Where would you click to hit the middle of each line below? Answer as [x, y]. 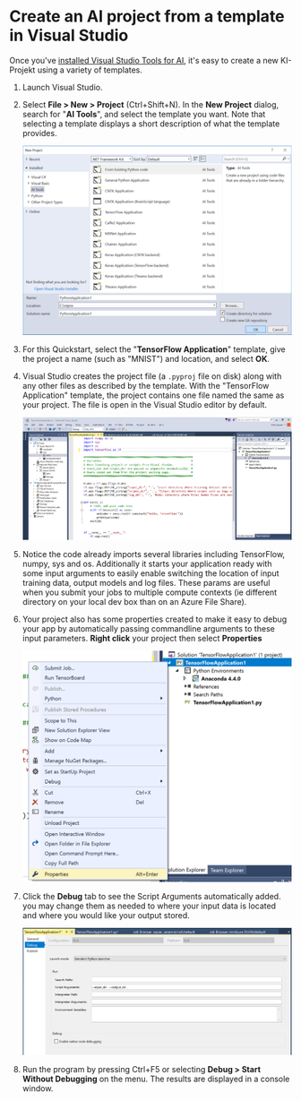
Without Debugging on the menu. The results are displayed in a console [156, 1079]
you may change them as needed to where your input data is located [149, 906]
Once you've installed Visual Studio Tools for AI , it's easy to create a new [144, 60]
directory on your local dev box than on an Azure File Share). [134, 601]
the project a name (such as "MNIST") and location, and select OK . [146, 358]
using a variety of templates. [90, 70]
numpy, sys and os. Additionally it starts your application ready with [147, 563]
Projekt [22, 70]
